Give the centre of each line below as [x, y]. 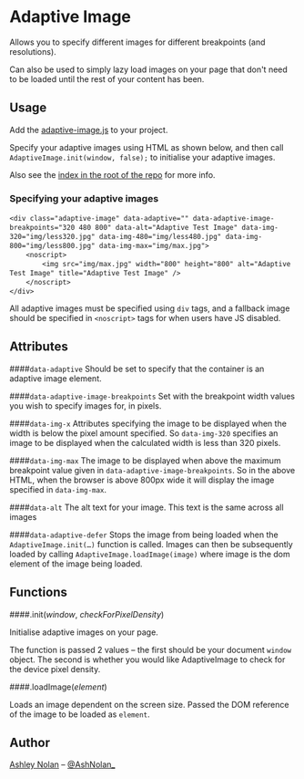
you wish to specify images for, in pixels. [86, 405]
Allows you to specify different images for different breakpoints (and [137, 42]
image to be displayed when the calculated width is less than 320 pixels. [145, 442]
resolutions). [33, 51]
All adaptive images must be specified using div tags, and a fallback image [150, 308]
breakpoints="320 [42, 228]
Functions [39, 592]
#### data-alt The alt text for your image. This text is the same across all [147, 507]
